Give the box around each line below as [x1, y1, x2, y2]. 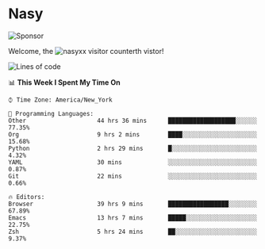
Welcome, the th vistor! [8, 46, 164, 56]
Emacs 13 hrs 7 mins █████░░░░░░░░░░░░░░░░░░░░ [8, 213, 258, 222]
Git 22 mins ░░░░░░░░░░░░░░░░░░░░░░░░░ [8, 172, 258, 180]
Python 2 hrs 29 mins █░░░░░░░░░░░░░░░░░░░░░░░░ [8, 144, 258, 152]
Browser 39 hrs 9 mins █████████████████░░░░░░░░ [8, 200, 258, 208]
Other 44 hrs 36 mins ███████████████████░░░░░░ [8, 117, 258, 125]
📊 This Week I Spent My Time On [8, 77, 121, 87]
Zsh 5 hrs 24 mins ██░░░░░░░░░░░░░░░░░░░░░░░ [8, 228, 258, 236]
